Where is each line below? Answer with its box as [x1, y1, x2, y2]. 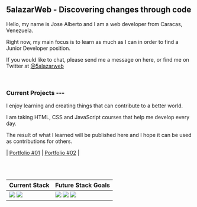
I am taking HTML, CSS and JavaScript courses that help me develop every [6, 114, 190, 121]
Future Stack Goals [55, 181, 111, 189]
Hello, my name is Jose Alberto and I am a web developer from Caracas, [6, 20, 183, 27]
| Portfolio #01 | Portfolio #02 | [6, 149, 80, 157]
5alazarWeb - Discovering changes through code [6, 5, 192, 15]
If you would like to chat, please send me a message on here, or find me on [6, 56, 189, 63]
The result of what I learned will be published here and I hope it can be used [6, 132, 192, 139]
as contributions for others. [6, 138, 73, 145]
